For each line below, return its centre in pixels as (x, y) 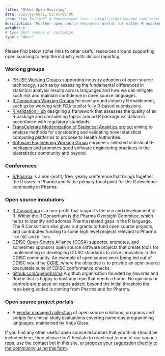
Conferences (21, 166)
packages (22, 148)
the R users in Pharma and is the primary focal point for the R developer (85, 182)
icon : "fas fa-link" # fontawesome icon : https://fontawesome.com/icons (82, 19)
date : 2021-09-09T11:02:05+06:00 (39, 14)
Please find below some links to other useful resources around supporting (80, 51)
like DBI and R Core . (32, 236)
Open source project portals (39, 302)
